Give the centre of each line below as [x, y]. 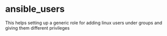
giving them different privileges [38, 28]
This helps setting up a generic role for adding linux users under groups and [84, 23]
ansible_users [35, 9]
